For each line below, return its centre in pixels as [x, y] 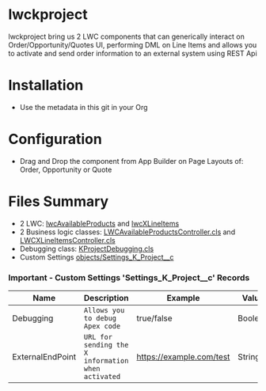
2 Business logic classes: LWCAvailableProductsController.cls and [127, 232]
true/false [154, 318]
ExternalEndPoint [44, 357]
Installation [46, 85]
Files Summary [59, 201]
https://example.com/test [183, 357]
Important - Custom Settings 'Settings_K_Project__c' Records [129, 277]
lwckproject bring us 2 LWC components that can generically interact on [127, 36]
